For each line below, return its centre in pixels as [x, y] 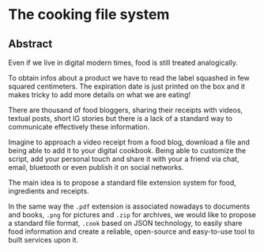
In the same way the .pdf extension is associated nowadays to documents [129, 206]
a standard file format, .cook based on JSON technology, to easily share [125, 223]
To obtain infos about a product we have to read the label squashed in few [129, 78]
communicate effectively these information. [79, 127]
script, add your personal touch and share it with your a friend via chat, [124, 159]
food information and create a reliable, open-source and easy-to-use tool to [132, 231]
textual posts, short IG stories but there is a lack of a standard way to [121, 118]
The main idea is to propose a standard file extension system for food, [123, 182]
